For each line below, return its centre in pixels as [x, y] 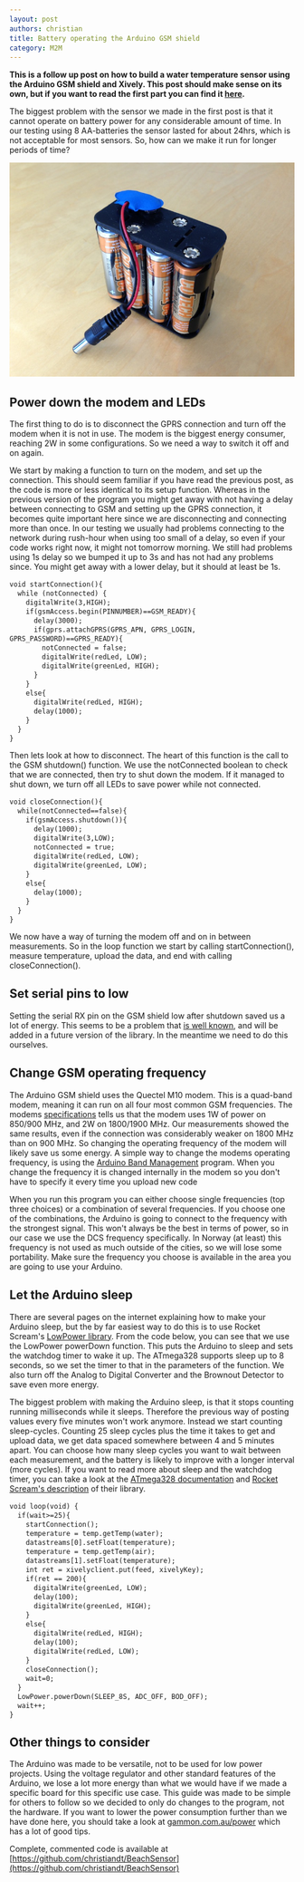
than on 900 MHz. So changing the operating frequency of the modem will [148, 1143]
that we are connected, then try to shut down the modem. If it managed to [147, 775]
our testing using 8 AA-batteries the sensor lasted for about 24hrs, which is [150, 130]
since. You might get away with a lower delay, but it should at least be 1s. [145, 567]
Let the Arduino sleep [71, 1295]
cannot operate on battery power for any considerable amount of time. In [146, 121]
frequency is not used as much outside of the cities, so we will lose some [146, 1247]
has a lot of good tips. [50, 1831]
